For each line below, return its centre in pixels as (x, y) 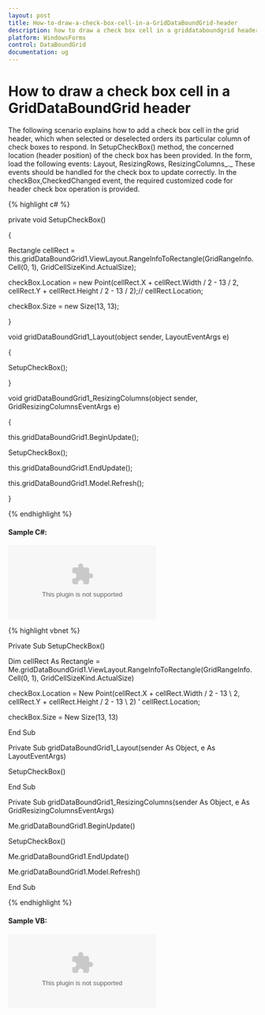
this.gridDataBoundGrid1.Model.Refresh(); (76, 483)
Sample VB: (28, 920)
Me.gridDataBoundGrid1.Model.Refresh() (74, 872)
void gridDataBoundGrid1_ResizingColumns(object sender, (103, 398)
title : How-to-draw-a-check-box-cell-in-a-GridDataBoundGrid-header (123, 23)
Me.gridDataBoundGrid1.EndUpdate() (69, 857)
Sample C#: (28, 532)
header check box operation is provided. (74, 189)
